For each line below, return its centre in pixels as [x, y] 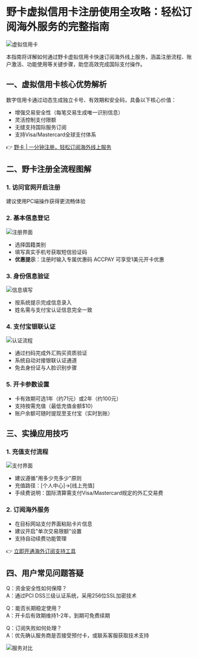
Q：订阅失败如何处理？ [34, 628]
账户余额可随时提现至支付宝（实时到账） [64, 413]
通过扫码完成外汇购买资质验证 [51, 353]
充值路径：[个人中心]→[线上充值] [55, 486]
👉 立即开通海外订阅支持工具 [41, 551]
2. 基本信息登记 [28, 218]
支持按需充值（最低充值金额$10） [55, 406]
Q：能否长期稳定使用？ [34, 608]
